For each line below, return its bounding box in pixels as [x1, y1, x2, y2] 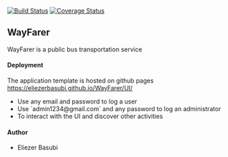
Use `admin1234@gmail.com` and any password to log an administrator [17, 105, 222, 113]
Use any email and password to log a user [17, 97, 137, 106]
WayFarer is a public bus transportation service [7, 45, 143, 53]
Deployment [7, 61, 44, 69]
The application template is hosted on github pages [7, 76, 154, 85]
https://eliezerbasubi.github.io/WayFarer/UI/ [7, 84, 133, 92]
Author [7, 128, 28, 136]
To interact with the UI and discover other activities [17, 112, 164, 121]
